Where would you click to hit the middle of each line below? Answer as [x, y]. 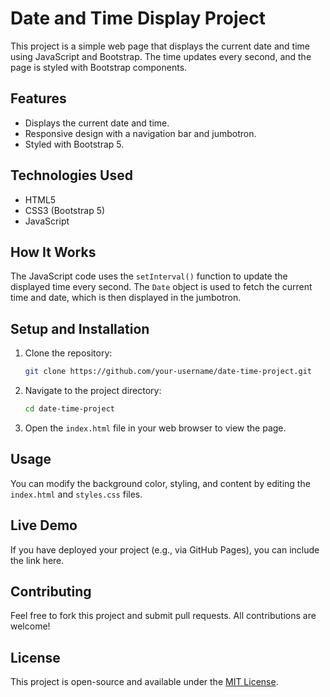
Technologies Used [71, 175]
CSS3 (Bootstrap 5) [65, 210]
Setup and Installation [80, 328]
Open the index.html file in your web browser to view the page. [155, 428]
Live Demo [44, 525]
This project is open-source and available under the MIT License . [144, 682]
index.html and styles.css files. [76, 494]
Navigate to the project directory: [93, 391]
